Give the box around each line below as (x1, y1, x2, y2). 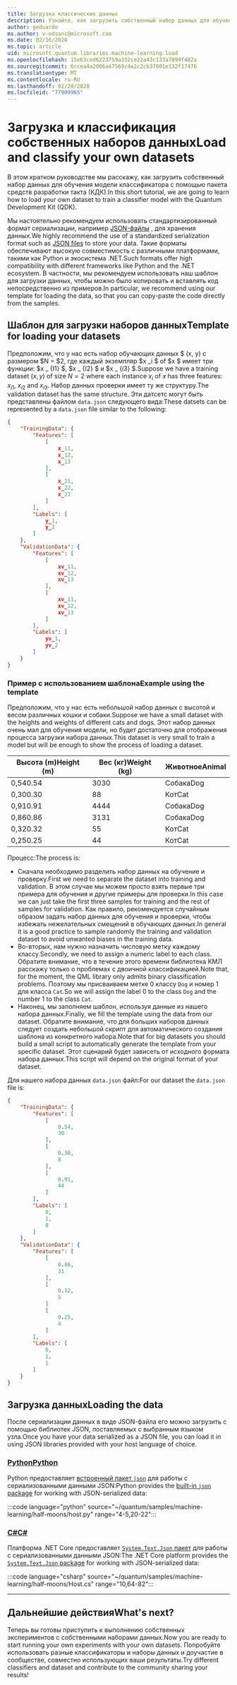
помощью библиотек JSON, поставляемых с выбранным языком (7, 1425, 204, 1434)
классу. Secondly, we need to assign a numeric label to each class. (17, 950, 212, 959)
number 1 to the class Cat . (17, 995, 93, 1003)
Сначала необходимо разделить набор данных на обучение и (17, 868, 205, 876)
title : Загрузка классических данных (7, 10, 119, 18)
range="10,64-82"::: (95, 1579, 154, 1588)
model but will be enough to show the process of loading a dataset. (7, 740, 203, 749)
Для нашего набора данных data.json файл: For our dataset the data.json (7, 1076, 226, 1084)
